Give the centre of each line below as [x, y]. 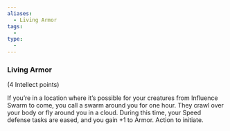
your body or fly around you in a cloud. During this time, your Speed [104, 113]
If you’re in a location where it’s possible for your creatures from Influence [113, 98]
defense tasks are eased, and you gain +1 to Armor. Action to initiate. [105, 120]
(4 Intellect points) [33, 85]
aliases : [20, 13]
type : [15, 39]
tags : [15, 26]
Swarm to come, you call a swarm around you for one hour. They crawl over [115, 105]
